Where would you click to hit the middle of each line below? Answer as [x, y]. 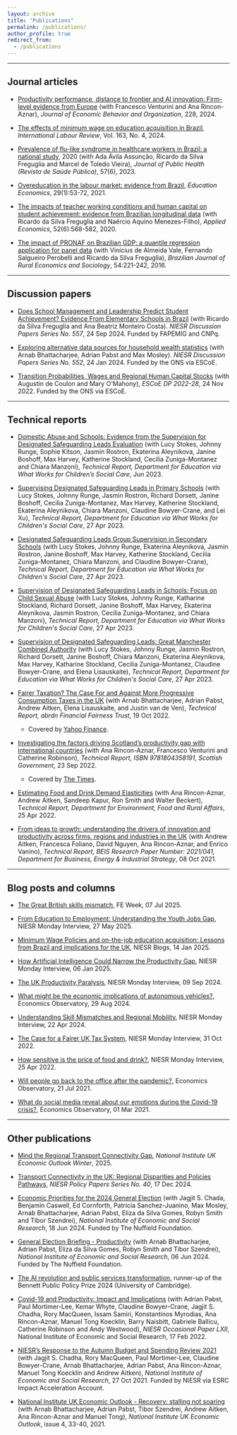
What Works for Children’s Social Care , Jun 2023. [90, 474]
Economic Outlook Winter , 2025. [65, 1163]
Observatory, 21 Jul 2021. [54, 1089]
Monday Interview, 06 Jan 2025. [65, 968]
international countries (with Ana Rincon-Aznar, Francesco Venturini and [122, 751]
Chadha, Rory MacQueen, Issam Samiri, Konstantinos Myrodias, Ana [117, 1314]
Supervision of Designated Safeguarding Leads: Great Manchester [114, 642]
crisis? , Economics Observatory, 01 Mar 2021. [84, 1110]
